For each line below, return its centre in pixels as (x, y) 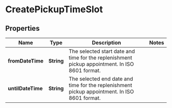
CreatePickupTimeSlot (54, 9)
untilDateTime (25, 88)
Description (106, 43)
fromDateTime (26, 61)
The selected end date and (101, 79)
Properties (23, 28)
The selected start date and (102, 51)
